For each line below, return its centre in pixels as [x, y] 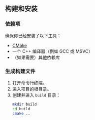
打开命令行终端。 [30, 83]
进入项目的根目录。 [32, 89]
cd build [21, 109]
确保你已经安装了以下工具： [33, 35]
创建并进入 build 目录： [36, 95]
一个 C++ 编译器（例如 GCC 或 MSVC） [52, 51]
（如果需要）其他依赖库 [36, 57]
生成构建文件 [20, 71]
